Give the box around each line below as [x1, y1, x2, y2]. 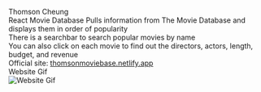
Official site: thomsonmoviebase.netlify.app [8, 58, 154, 68]
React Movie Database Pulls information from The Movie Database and [8, 15, 246, 25]
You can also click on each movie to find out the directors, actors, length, [8, 41, 254, 51]
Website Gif [8, 67, 48, 76]
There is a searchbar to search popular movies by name [8, 32, 196, 42]
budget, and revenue [8, 50, 79, 59]
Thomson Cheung [8, 7, 69, 16]
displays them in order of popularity [8, 24, 128, 33]
